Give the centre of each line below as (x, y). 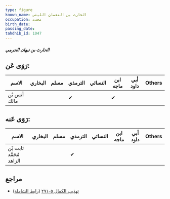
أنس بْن (16, 95)
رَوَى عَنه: (18, 119)
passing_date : (20, 29)
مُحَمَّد (14, 154)
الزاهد (14, 161)
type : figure (19, 10)
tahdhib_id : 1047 (24, 33)
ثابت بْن (16, 148)
